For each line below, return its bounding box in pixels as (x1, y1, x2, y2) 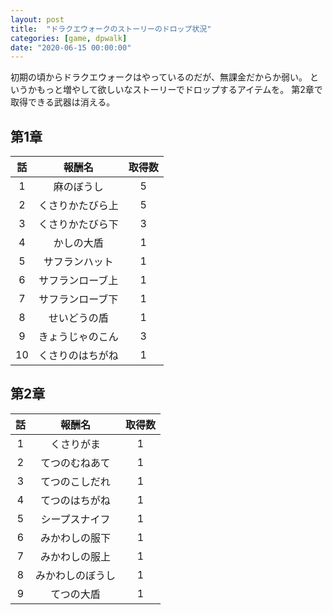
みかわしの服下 (40, 531, 112, 545)
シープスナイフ (40, 512, 111, 526)
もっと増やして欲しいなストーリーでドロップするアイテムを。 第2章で (36, 84, 323, 96)
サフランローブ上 (38, 274, 119, 288)
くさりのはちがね (38, 349, 119, 363)
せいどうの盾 (48, 311, 109, 325)
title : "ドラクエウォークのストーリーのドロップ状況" (10, 24, 212, 34)
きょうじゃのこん (38, 330, 119, 344)
